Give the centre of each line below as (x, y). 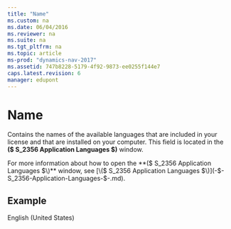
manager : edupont (33, 80)
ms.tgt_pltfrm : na (34, 47)
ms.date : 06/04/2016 (38, 27)
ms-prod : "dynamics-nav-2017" (52, 60)
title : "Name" (28, 14)
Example (27, 200)
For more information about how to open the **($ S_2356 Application (109, 163)
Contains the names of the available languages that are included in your (113, 135)
